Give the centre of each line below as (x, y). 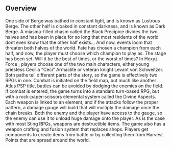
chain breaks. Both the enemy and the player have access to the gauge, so (84, 113)
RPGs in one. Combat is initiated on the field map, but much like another (81, 80)
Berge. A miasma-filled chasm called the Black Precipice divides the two (81, 31)
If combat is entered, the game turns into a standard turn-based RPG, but (82, 91)
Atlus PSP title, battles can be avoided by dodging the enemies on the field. (84, 86)
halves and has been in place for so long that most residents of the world (82, 37)
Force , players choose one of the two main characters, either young (77, 64)
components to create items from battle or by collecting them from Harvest (84, 134)
